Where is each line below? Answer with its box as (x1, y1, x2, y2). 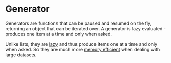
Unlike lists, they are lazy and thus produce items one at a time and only (5, 40, 158, 47)
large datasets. (5, 52, 37, 58)
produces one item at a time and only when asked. (5, 31, 112, 37)
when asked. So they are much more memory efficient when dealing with (5, 46, 160, 52)
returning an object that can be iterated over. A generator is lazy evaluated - (5, 25, 166, 31)
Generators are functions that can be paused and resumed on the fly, (5, 20, 152, 26)
